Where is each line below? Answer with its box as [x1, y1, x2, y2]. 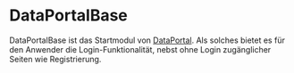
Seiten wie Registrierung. [9, 53, 102, 64]
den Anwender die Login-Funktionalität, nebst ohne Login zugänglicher [9, 44, 272, 54]
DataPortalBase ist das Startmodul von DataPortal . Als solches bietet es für [9, 35, 286, 45]
